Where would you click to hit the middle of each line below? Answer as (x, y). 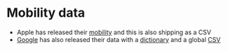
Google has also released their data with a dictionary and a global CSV (119, 39)
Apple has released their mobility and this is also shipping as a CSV (114, 32)
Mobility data (46, 13)
